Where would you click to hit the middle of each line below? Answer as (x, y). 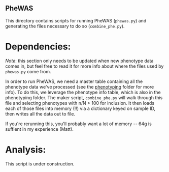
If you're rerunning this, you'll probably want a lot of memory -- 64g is (79, 124)
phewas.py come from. (28, 71)
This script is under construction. (40, 164)
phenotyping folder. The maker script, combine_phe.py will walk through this (84, 97)
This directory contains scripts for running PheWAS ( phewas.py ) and (76, 20)
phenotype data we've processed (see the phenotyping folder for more (80, 87)
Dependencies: (38, 47)
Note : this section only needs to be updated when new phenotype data (79, 61)
